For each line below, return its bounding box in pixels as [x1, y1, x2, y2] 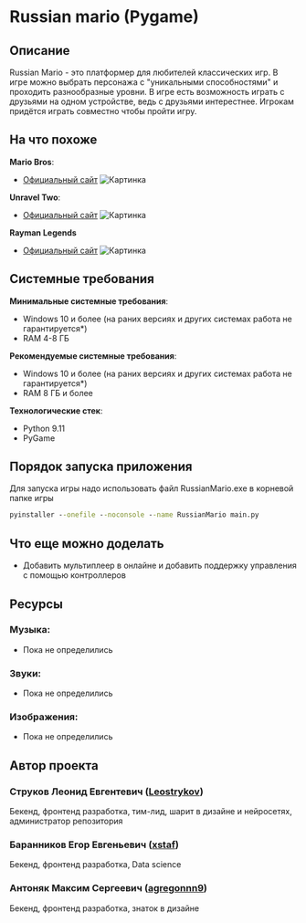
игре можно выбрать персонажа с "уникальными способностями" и [9, 77, 279, 88]
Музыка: [9, 624, 51, 636]
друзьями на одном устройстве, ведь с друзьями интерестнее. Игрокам [9, 96, 295, 107]
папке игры [9, 493, 55, 504]
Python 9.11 [22, 423, 66, 434]
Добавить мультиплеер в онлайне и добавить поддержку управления [22, 560, 297, 572]
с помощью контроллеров [22, 570, 126, 581]
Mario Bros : [9, 156, 55, 167]
